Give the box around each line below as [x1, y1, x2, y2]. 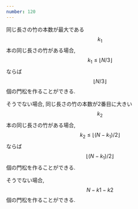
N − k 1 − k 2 [86, 186, 114, 194]
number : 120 [6, 8, 36, 15]
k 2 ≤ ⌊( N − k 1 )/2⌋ [80, 132, 120, 140]
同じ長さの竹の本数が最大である [6, 26, 84, 33]
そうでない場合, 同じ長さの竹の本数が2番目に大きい [6, 101, 133, 108]
